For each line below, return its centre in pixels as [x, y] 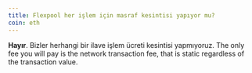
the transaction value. [43, 62]
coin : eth [24, 23]
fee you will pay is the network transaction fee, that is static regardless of [126, 53]
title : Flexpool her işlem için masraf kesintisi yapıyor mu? [112, 15]
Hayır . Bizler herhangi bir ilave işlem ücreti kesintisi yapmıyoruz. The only [126, 45]
